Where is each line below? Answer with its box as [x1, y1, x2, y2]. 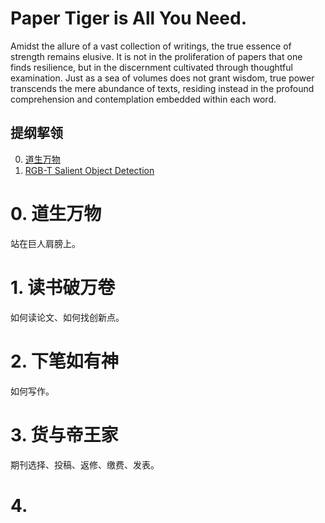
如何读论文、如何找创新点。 [10, 311, 125, 323]
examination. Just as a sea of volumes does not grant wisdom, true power [10, 72, 315, 84]
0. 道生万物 [10, 202, 102, 225]
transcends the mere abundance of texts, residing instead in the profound [10, 82, 315, 94]
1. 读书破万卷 [10, 276, 116, 299]
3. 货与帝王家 [10, 423, 119, 446]
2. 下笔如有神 [10, 350, 119, 372]
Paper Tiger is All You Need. [10, 7, 248, 30]
